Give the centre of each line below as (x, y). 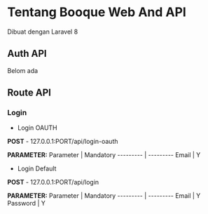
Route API (29, 93)
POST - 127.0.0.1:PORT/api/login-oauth (63, 142)
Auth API (27, 54)
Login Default (37, 168)
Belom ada (23, 70)
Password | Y (26, 203)
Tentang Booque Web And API (97, 12)
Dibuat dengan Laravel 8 (43, 32)
